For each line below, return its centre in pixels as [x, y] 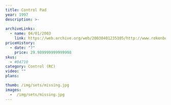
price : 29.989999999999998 [43, 52]
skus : [11, 57]
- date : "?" [23, 48]
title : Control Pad [26, 10]
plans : [12, 76]
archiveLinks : [20, 29]
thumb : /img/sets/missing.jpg [37, 85]
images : [13, 90]
